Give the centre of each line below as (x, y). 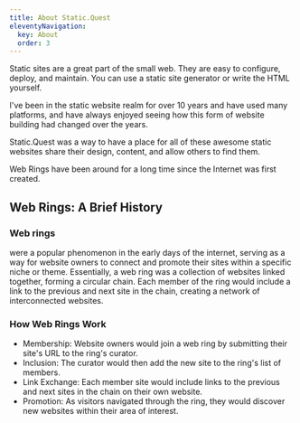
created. (25, 179)
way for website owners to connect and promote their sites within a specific (150, 262)
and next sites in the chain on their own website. (112, 392)
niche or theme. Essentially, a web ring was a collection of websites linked (147, 271)
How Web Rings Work (58, 324)
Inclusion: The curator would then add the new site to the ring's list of (152, 363)
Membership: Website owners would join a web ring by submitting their (155, 343)
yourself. (26, 88)
